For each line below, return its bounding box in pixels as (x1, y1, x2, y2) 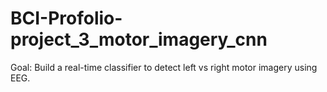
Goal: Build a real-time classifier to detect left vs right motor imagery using (10, 61, 318, 73)
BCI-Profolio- (10, 7, 123, 30)
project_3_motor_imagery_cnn (10, 28, 268, 51)
